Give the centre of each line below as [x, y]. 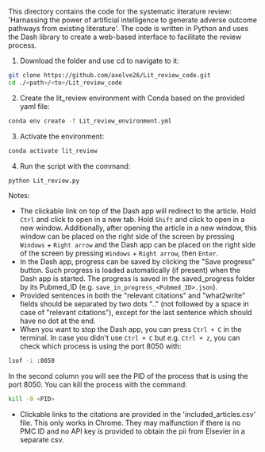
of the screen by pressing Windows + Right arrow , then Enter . [119, 253]
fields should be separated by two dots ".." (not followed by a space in [134, 304]
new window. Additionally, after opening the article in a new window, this [138, 228]
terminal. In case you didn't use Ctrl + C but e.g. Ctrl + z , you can [130, 338]
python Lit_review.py [44, 181]
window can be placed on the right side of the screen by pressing [127, 236]
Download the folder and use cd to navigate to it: [100, 60]
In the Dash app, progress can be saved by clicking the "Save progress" [137, 262]
